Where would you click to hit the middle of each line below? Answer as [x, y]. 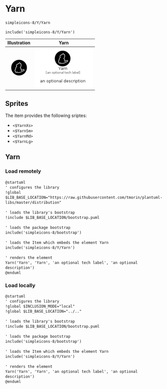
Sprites [17, 103]
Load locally [20, 285]
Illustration [19, 43]
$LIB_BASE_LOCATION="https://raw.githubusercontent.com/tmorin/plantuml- [84, 197]
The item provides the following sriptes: [46, 115]
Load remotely [23, 171]
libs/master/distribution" [33, 202]
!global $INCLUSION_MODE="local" [40, 306]
